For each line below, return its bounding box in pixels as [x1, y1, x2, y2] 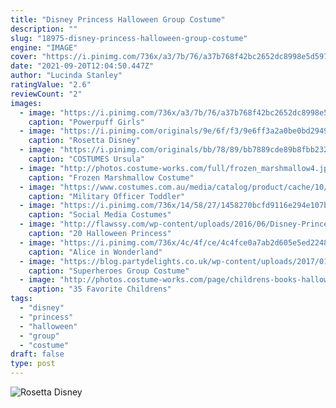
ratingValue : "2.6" [10, 80, 92, 90]
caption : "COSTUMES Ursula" [28, 154, 145, 164]
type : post [10, 359, 56, 369]
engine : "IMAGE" [10, 42, 78, 53]
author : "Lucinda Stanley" [10, 71, 123, 81]
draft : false [10, 349, 65, 360]
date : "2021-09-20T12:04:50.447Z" [10, 61, 155, 71]
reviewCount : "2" [10, 89, 83, 99]
